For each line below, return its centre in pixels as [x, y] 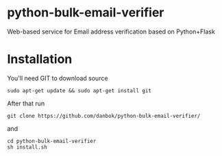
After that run [26, 103]
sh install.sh [27, 147]
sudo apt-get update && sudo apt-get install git [79, 90]
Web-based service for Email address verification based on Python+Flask [111, 31]
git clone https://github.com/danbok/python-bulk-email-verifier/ [104, 116]
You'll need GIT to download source [58, 78]
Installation [40, 59]
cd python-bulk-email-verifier [52, 141]
